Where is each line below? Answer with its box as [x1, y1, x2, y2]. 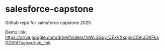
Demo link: [5, 29, 27, 35]
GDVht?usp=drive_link [5, 39, 51, 45]
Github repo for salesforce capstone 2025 [5, 20, 91, 25]
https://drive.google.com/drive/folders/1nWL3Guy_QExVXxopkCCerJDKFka [5, 34, 159, 40]
